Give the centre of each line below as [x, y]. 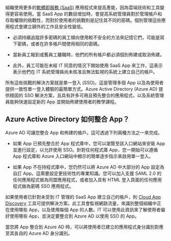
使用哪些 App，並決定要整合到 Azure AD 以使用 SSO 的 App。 [74, 216]
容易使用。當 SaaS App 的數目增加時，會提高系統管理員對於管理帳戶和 [88, 14]
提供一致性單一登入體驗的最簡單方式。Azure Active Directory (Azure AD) [81, 89]
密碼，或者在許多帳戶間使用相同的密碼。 [60, 44]
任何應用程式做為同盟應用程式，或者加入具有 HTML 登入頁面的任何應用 [87, 179]
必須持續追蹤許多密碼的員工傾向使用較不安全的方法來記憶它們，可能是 [86, 37]
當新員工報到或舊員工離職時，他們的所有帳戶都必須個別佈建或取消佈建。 [88, 55]
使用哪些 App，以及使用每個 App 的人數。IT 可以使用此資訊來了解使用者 [85, 209]
